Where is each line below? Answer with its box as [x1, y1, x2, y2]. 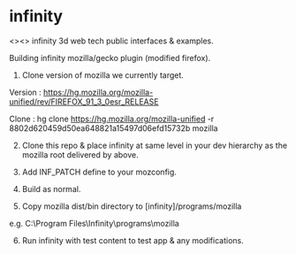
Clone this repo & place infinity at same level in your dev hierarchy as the [21, 140, 288, 150]
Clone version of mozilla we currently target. [21, 69, 184, 81]
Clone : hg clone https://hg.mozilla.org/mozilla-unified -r [9, 113, 215, 124]
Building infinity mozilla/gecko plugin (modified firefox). [9, 52, 211, 63]
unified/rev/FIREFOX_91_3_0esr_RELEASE [9, 96, 159, 107]
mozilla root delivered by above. [21, 149, 139, 160]
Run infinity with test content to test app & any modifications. [21, 235, 245, 245]
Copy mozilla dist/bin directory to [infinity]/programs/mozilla [21, 201, 242, 212]
